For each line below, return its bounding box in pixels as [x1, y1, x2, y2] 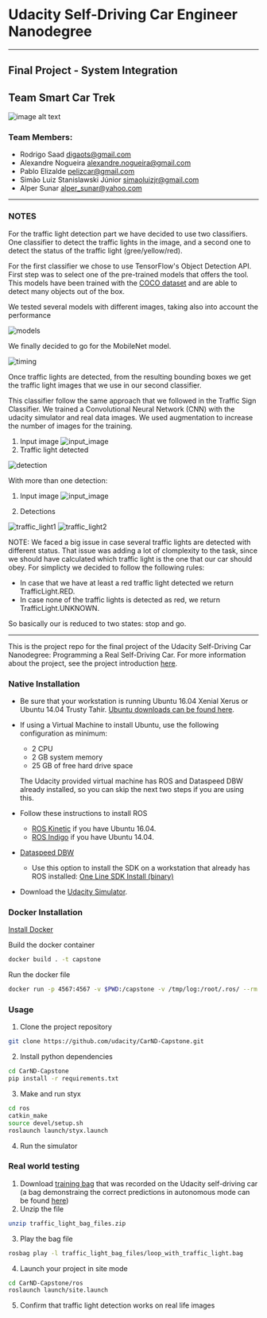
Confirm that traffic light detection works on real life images [19, 1301, 215, 1310]
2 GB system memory [31, 752, 103, 762]
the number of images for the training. [8, 421, 133, 431]
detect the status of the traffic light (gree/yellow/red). [8, 245, 183, 255]
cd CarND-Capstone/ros [8, 1279, 83, 1287]
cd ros [8, 1104, 30, 1112]
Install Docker [8, 925, 53, 934]
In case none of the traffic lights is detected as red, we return [19, 594, 221, 605]
